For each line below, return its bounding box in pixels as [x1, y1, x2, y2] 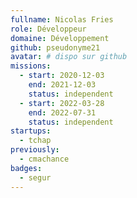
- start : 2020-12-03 [19, 71, 105, 81]
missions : [10, 61, 52, 71]
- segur [19, 172, 52, 183]
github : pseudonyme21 [10, 42, 101, 53]
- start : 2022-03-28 [19, 98, 105, 108]
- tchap [19, 136, 52, 146]
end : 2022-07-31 [28, 107, 97, 118]
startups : [10, 126, 52, 136]
